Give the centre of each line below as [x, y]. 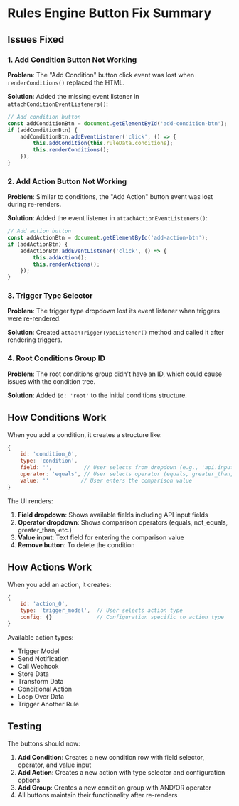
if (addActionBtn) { [38, 244]
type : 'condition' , [49, 461]
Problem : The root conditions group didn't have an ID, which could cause [115, 374]
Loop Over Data [41, 696]
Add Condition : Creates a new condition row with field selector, [111, 757]
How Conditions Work [57, 418]
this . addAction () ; [60, 257]
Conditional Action [45, 689]
